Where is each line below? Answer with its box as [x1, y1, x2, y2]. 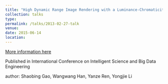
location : [5, 35, 26, 40]
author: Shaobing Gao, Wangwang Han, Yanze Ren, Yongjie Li [5, 73, 132, 79]
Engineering [5, 63, 30, 70]
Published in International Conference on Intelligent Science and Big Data [5, 58, 156, 64]
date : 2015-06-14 [5, 30, 41, 35]
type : [5, 16, 16, 21]
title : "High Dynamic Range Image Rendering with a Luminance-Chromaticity [5, 7, 166, 12]
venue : [5, 26, 19, 31]
